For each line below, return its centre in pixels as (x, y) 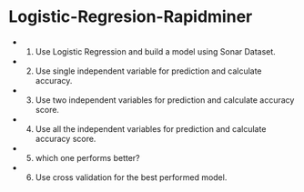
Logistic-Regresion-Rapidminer (131, 17)
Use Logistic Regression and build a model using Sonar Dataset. (156, 51)
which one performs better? (87, 157)
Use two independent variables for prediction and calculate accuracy (165, 100)
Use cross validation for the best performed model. (131, 177)
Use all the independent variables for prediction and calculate (151, 128)
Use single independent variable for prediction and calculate (148, 71)
